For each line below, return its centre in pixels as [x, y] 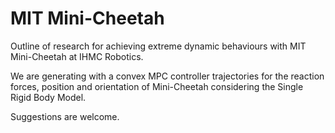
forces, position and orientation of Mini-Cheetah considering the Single [157, 86]
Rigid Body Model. [48, 97]
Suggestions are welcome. [65, 116]
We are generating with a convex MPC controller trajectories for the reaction [167, 76]
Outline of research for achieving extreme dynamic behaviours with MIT [158, 46]
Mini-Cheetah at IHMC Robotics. [77, 56]
